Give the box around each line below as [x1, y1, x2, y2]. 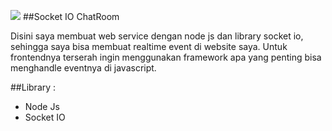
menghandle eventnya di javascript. [10, 62, 157, 74]
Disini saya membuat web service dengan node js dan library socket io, [10, 30, 304, 42]
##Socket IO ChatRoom [22, 11, 120, 22]
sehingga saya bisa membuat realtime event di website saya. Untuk [10, 41, 288, 52]
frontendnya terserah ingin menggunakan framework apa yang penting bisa [10, 51, 322, 63]
